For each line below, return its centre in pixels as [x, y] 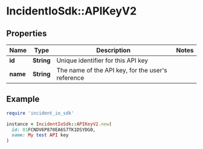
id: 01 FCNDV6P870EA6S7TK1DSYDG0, [54, 130]
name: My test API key [40, 135]
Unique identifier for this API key [102, 60]
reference [70, 78]
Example [23, 99]
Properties [27, 33]
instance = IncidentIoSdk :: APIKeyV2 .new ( [59, 124]
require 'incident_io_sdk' [40, 113]
